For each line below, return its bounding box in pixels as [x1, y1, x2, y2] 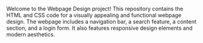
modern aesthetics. [6, 31, 55, 38]
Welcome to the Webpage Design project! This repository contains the [6, 5, 183, 12]
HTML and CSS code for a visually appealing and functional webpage [6, 12, 182, 19]
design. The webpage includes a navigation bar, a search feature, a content [6, 18, 197, 25]
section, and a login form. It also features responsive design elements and [6, 24, 193, 31]
